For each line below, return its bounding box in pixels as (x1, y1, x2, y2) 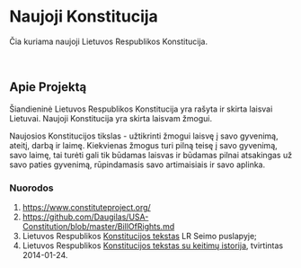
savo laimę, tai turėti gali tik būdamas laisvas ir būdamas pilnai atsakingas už (9, 149, 293, 160)
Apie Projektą (9, 79, 87, 95)
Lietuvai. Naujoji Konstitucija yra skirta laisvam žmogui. (9, 112, 213, 123)
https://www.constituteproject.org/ (22, 202, 151, 213)
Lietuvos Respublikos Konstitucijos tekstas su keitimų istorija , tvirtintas (22, 240, 284, 251)
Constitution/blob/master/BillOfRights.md (22, 221, 175, 232)
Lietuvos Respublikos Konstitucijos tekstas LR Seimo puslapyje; (22, 231, 258, 242)
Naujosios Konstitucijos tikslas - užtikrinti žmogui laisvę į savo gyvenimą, (9, 130, 279, 141)
